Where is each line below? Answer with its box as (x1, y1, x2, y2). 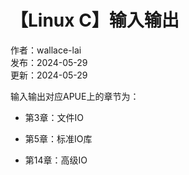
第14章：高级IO (24, 154, 88, 166)
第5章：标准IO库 (24, 132, 93, 145)
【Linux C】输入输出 (10, 9, 180, 32)
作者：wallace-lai (10, 44, 82, 56)
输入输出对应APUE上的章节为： (10, 90, 140, 102)
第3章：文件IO (24, 111, 84, 123)
